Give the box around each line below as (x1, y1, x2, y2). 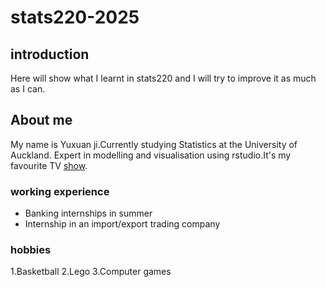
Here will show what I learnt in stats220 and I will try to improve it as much (10, 72, 317, 84)
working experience (10, 184, 110, 198)
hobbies (10, 243, 52, 257)
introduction (10, 46, 90, 63)
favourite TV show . (10, 159, 88, 171)
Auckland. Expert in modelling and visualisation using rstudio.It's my (10, 149, 292, 161)
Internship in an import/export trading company (24, 218, 221, 230)
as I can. (10, 83, 46, 95)
